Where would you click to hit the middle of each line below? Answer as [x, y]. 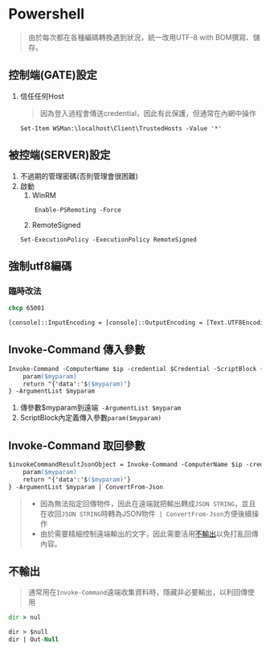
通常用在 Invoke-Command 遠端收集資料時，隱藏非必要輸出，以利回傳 [138, 592]
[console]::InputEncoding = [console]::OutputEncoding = [106, 323]
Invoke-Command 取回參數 [77, 445]
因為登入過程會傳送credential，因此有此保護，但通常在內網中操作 [148, 113]
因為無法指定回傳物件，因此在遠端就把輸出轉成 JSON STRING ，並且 [148, 503]
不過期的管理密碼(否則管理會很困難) [79, 176]
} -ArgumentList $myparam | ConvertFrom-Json [86, 487]
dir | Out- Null [34, 640]
